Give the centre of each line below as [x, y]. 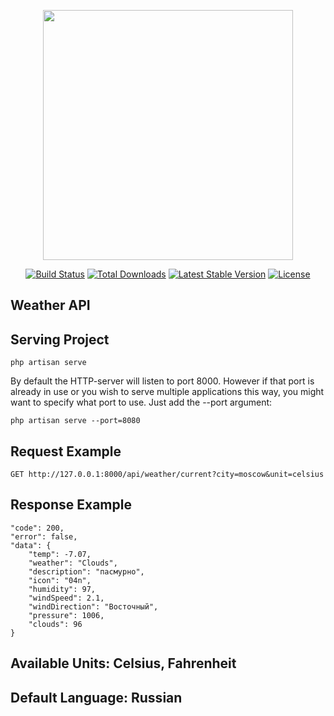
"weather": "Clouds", [73, 563]
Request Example [66, 451]
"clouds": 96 [55, 624]
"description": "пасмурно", [86, 571]
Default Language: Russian [96, 697]
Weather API [50, 305]
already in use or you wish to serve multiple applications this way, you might [167, 392]
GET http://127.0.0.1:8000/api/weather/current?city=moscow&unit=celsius [167, 475]
